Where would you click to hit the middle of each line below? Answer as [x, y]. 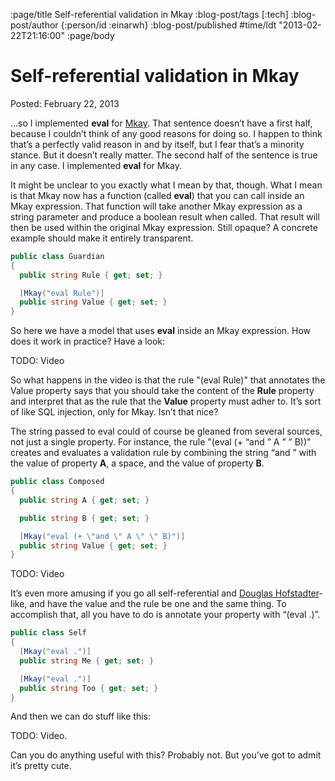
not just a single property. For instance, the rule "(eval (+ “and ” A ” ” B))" [161, 442]
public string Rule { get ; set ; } [91, 275]
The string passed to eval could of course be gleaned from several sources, [166, 431]
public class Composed [57, 482]
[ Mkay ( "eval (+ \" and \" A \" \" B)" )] [102, 536]
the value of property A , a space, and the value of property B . [137, 463]
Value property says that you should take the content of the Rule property [162, 391]
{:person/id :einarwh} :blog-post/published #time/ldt [168, 25]
